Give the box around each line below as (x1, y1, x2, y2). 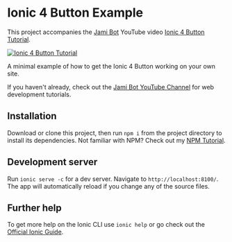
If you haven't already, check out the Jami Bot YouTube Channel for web (7, 83, 214, 91)
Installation (7, 110, 57, 122)
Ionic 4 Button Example (7, 5, 144, 21)
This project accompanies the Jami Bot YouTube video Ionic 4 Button (7, 28, 205, 36)
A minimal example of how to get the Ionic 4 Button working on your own (7, 62, 216, 70)
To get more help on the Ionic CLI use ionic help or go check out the (7, 221, 205, 229)
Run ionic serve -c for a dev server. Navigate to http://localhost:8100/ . (7, 175, 219, 183)
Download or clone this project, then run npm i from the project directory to (7, 128, 222, 137)
